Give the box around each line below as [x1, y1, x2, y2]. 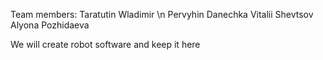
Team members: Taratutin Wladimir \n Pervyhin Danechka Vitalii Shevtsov [10, 9, 314, 20]
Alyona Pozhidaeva [10, 19, 90, 31]
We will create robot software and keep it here [10, 39, 201, 50]
